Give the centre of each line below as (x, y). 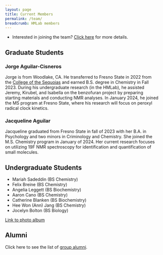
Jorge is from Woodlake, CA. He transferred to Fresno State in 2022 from (78, 77)
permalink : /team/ (24, 19)
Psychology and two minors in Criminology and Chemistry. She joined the (79, 137)
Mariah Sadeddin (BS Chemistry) (45, 179)
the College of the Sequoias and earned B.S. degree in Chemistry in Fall (77, 82)
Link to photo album (25, 220)
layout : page (18, 10)
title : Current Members (29, 14)
